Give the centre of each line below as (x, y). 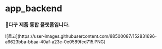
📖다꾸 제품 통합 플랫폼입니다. (38, 25)
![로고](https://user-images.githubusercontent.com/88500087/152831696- (81, 36)
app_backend (34, 9)
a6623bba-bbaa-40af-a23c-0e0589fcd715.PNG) (55, 42)
